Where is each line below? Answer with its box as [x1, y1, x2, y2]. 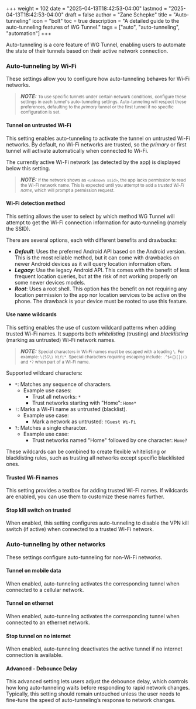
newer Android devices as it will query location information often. [14, 260, 171, 267]
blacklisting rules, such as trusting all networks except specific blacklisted [6, 454, 185, 461]
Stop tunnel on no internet [6, 632, 71, 639]
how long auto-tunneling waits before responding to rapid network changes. [6, 684, 190, 691]
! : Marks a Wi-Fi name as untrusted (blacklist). [14, 405, 128, 412]
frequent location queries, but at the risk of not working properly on [14, 272, 177, 280]
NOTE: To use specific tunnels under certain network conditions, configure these [20, 93, 187, 100]
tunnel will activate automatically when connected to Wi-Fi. [6, 147, 149, 154]
